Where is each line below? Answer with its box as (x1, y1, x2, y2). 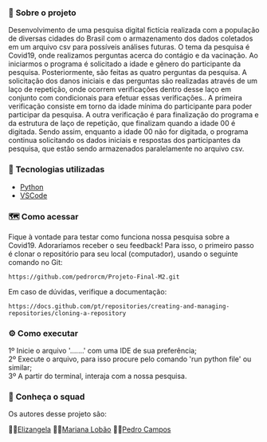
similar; (8, 363, 33, 373)
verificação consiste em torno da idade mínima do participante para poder (8, 101, 253, 111)
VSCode (19, 191, 48, 200)
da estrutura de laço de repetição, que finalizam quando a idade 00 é (8, 119, 236, 128)
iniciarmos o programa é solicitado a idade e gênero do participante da (8, 59, 241, 69)
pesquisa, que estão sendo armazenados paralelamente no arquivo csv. (8, 144, 245, 154)
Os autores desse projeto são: (8, 409, 108, 419)
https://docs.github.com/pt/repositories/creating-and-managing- (8, 302, 230, 310)
